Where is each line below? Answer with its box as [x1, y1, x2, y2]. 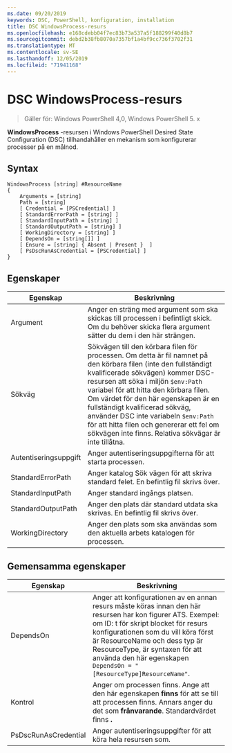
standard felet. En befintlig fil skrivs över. [87, 477, 220, 487]
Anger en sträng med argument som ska [87, 305, 218, 315]
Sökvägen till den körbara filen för [87, 342, 198, 352]
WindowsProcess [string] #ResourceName [7, 181, 122, 188]
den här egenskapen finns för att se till [92, 689, 219, 698]
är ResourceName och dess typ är [92, 636, 204, 645]
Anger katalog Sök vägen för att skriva [87, 468, 212, 478]
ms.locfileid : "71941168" [7, 62, 81, 69]
